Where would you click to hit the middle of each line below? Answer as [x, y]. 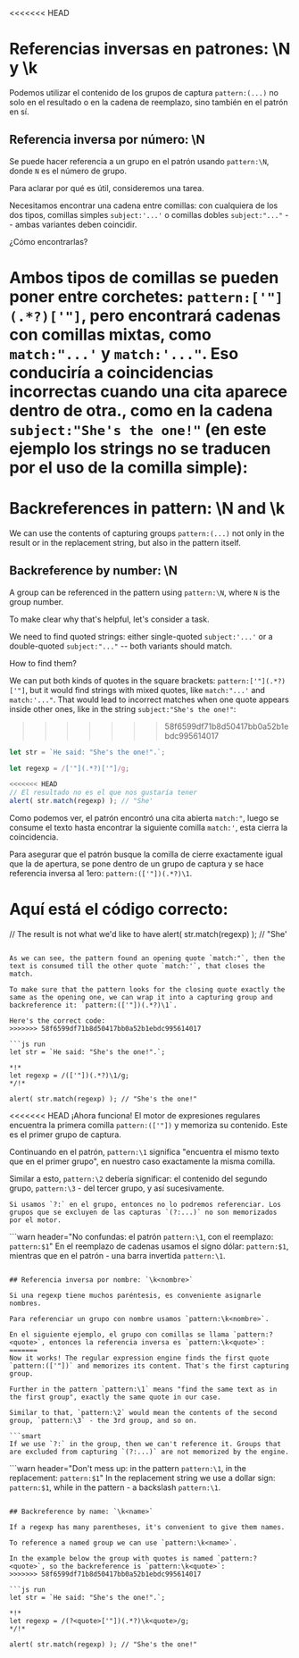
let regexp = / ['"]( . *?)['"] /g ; [69, 768]
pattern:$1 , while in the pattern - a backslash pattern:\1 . [115, 1487]
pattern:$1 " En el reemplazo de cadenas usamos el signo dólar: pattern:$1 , [149, 1246]
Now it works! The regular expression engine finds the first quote [139, 1358]
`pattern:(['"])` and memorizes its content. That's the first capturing [149, 1366]
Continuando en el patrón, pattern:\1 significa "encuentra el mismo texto [144, 1152]
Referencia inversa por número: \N [107, 140]
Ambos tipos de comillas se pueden [144, 277]
